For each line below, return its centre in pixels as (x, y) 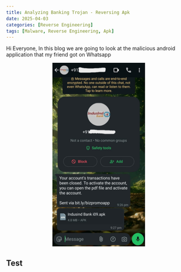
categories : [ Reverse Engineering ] (50, 25)
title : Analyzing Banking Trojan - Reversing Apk (68, 12)
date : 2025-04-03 (27, 19)
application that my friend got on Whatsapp (59, 55)
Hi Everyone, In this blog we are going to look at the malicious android (90, 48)
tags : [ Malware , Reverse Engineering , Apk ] (60, 31)
